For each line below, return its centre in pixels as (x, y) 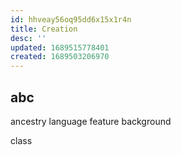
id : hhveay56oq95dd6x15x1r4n (71, 19)
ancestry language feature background (91, 121)
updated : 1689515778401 (60, 47)
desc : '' (28, 38)
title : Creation (44, 29)
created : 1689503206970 (60, 57)
